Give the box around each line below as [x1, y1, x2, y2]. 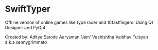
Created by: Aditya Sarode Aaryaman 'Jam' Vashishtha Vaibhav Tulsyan [5, 34, 148, 40]
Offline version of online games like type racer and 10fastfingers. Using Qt [5, 19, 153, 25]
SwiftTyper [5, 3, 51, 15]
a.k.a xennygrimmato [5, 39, 47, 45]
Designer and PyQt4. [5, 24, 47, 30]
